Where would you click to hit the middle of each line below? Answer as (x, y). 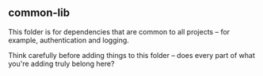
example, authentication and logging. (69, 40)
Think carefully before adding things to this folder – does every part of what (132, 55)
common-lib (39, 13)
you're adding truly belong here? (61, 63)
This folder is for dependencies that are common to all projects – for (119, 31)
